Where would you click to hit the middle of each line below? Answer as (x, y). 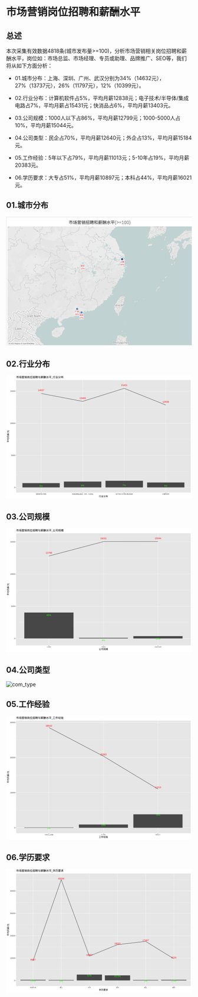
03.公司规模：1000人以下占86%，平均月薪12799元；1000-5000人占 (98, 118)
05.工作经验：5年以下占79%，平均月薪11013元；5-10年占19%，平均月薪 (102, 158)
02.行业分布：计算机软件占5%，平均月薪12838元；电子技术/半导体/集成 (102, 98)
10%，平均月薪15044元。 (45, 125)
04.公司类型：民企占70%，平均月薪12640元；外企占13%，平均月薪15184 (103, 138)
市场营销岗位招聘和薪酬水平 (73, 12)
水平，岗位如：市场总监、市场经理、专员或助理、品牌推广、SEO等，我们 (99, 58)
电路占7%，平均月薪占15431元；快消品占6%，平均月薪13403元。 (94, 105)
